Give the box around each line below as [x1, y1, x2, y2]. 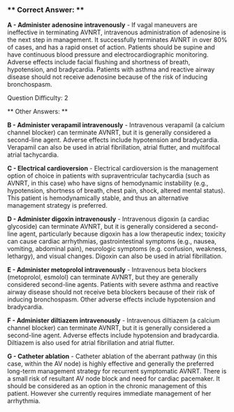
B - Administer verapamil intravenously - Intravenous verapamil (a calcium [7, 121, 225, 129]
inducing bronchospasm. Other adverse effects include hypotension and [7, 295, 216, 304]
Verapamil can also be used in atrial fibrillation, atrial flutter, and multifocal [7, 143, 221, 152]
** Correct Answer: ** [7, 5, 85, 15]
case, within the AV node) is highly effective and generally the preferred [7, 360, 214, 368]
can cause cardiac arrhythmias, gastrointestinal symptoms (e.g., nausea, [7, 237, 217, 246]
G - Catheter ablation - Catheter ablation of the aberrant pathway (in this [7, 352, 218, 361]
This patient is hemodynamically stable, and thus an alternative [7, 194, 189, 202]
